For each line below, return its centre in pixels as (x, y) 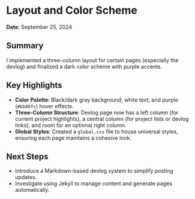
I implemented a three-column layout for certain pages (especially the (92, 60)
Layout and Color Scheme (72, 10)
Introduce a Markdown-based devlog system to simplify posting (94, 171)
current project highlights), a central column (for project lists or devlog (102, 119)
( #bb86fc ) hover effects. (44, 106)
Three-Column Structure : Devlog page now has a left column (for (97, 112)
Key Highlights (34, 85)
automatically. (32, 190)
